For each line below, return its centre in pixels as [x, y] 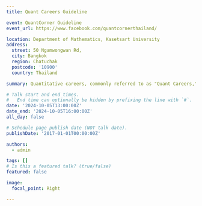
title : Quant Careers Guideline [47, 12]
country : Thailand [35, 73]
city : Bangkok [29, 56]
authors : [17, 144]
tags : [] [17, 161]
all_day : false [25, 117]
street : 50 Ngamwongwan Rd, [47, 51]
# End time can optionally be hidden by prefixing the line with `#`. [99, 100]
